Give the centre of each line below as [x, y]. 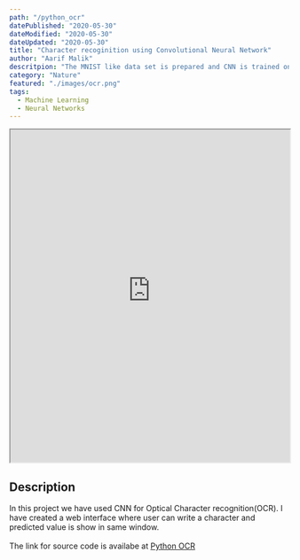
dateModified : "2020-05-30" [61, 34]
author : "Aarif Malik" [51, 59]
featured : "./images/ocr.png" [65, 83]
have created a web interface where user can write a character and [132, 518]
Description [42, 487]
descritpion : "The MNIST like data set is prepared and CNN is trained [144, 67]
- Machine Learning [53, 100]
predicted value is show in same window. [84, 527]
